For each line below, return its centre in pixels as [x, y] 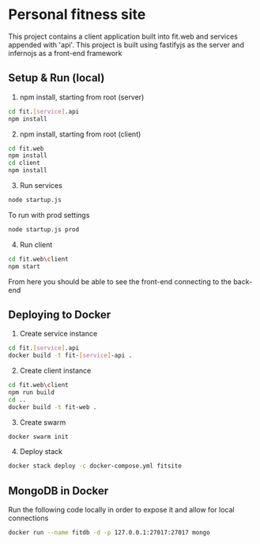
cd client [24, 163]
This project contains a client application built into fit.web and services [123, 36]
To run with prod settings [49, 215]
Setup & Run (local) [57, 78]
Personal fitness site [77, 15]
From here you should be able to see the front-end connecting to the [120, 281]
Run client [36, 244]
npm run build [32, 392]
